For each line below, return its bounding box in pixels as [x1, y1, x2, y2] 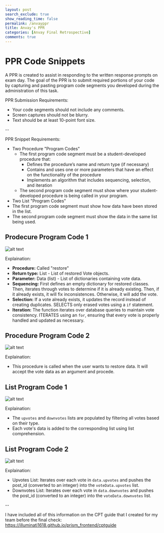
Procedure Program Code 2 [5, 332, 90, 340]
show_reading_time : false [5, 16, 58, 21]
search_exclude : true [5, 12, 49, 17]
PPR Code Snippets [5, 56, 86, 67]
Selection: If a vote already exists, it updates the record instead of [12, 296, 146, 302]
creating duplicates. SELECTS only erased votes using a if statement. [12, 302, 154, 308]
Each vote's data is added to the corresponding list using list [12, 425, 134, 431]
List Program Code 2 [5, 445, 69, 453]
